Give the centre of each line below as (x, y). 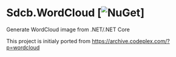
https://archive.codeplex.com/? (131, 41)
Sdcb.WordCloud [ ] (75, 13)
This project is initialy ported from (49, 41)
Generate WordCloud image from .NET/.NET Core (68, 29)
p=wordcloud (23, 47)
